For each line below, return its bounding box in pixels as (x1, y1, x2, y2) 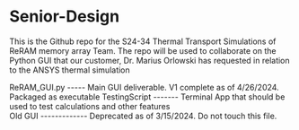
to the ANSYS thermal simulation (9, 65, 130, 75)
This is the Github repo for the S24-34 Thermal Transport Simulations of (9, 36, 277, 47)
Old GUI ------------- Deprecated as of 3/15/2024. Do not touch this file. (9, 110, 277, 121)
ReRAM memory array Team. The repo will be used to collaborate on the (9, 45, 277, 56)
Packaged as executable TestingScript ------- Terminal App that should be (9, 91, 286, 102)
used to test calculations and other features (9, 100, 171, 111)
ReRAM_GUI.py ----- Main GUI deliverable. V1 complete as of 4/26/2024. (9, 82, 280, 92)
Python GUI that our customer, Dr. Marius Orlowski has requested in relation (9, 55, 290, 65)
